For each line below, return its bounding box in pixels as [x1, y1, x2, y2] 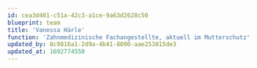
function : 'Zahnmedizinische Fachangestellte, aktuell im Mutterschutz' [7, 33, 251, 41]
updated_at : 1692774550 [7, 48, 86, 55]
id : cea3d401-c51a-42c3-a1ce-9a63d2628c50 [7, 11, 149, 20]
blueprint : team [7, 19, 61, 27]
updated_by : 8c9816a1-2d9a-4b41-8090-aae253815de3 [7, 41, 177, 48]
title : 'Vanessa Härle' [7, 26, 86, 34]
